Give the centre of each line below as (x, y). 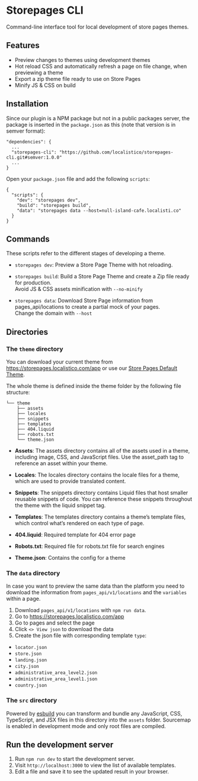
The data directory (33, 573)
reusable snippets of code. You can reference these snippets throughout (103, 499)
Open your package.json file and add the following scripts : (78, 178)
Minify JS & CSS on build (45, 85)
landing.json (31, 660)
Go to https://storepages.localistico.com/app (69, 617)
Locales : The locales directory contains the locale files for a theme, (97, 475)
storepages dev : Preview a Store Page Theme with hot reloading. (94, 265)
